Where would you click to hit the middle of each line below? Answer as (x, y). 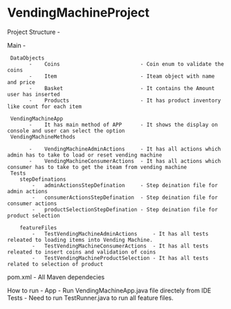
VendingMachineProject (78, 13)
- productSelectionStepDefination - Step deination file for (125, 209)
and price (21, 82)
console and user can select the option (66, 131)
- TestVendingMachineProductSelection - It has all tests (120, 258)
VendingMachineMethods (43, 136)
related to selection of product (55, 264)
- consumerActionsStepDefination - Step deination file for (125, 197)
